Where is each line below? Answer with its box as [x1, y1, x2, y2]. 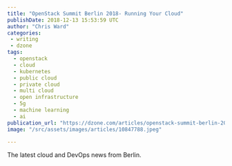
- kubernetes [13, 68, 51, 75]
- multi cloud [13, 87, 54, 94]
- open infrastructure [13, 94, 79, 101]
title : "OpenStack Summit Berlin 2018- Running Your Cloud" [7, 10, 184, 17]
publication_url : [7, 119, 57, 127]
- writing [10, 36, 39, 43]
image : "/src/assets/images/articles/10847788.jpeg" [7, 126, 162, 133]
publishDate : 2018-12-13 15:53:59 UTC [7, 17, 119, 24]
